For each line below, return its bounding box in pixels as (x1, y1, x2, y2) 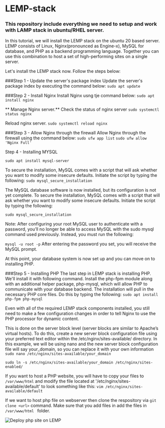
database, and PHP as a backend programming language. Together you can (5, 48, 159, 54)
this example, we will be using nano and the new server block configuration (5, 341, 159, 347)
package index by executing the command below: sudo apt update (5, 83, 140, 89)
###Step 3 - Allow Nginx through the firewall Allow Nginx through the (5, 130, 146, 136)
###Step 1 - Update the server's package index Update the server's (5, 78, 143, 84)
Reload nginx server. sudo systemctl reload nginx (5, 120, 107, 126)
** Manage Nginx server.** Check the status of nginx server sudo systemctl (5, 106, 160, 112)
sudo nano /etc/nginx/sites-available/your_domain (5, 352, 111, 357)
